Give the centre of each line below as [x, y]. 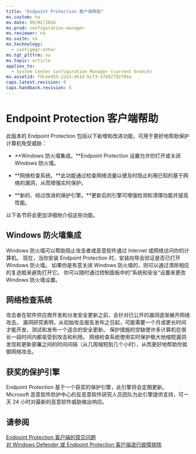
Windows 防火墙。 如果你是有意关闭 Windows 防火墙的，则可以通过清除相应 [98, 265]
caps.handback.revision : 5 [39, 88]
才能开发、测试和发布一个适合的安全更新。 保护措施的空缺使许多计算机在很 [96, 330]
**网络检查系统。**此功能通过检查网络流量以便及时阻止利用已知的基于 [99, 175]
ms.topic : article [28, 60]
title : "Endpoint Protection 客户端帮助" [55, 11]
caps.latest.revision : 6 [36, 83]
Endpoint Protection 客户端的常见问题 [51, 438]
